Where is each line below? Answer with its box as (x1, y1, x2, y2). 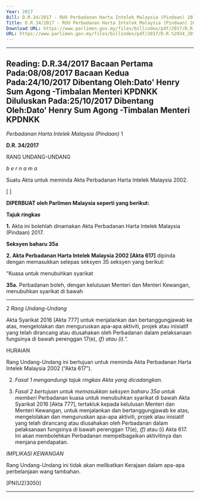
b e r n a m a (6, 164, 37, 172)
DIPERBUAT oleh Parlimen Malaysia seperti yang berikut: (6, 199, 150, 206)
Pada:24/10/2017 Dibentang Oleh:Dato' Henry (6, 77, 180, 87)
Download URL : (6, 25, 42, 32)
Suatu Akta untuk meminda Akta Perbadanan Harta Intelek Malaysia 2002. (6, 176, 188, 183)
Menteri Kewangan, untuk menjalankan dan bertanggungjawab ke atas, (14, 406, 189, 414)
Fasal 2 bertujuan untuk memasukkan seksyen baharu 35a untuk (14, 388, 176, 395)
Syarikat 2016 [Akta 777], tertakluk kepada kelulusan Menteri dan (14, 400, 175, 407)
